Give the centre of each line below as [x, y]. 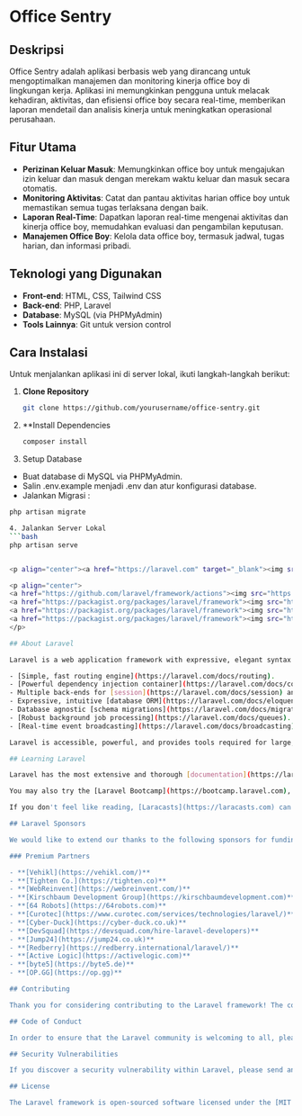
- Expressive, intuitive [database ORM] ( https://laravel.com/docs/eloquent [154, 701]
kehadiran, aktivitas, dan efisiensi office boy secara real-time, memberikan [147, 100]
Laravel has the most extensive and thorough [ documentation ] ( [130, 775]
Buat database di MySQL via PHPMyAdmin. [102, 477]
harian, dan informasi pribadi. [77, 246]
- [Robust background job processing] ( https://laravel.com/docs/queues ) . [151, 717]
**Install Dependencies [66, 426]
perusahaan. [32, 119]
